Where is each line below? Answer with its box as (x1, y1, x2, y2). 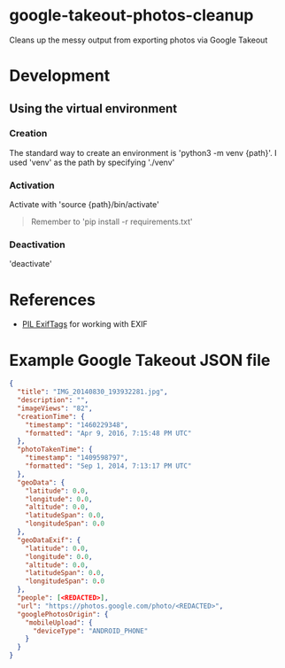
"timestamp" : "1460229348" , (25, 420, 128, 430)
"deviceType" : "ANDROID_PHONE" (32, 626, 149, 635)
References (9, 290, 96, 310)
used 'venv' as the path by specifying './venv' (9, 157, 175, 167)
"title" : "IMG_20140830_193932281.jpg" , (17, 387, 168, 397)
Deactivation (9, 238, 66, 251)
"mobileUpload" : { (25, 618, 93, 627)
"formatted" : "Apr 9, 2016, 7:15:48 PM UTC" (25, 429, 192, 438)
